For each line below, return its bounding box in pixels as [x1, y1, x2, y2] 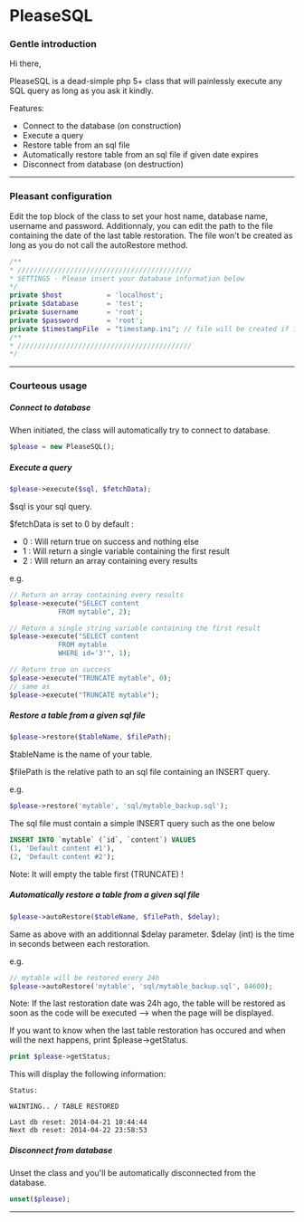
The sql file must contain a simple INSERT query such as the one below [9, 818, 276, 829]
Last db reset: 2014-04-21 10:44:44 [9, 1118, 147, 1127]
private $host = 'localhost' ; [9, 291, 165, 300]
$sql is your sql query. [9, 501, 92, 511]
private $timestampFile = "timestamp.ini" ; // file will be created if [9, 324, 290, 333]
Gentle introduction [9, 38, 97, 51]
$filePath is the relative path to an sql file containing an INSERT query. [9, 767, 271, 778]
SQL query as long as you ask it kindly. [9, 85, 154, 96]
